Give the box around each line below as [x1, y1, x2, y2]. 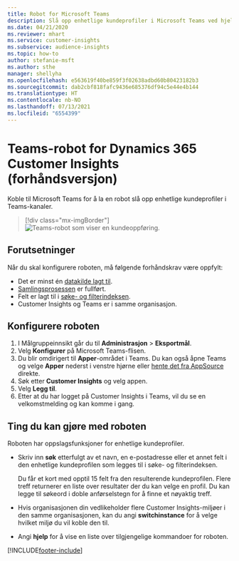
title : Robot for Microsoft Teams [7, 10, 110, 18]
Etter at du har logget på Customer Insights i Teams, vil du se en [17, 392, 206, 401]
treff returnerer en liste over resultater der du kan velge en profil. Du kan [17, 482, 230, 490]
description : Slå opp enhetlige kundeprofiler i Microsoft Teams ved [7, 17, 218, 24]
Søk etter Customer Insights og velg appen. [17, 377, 148, 386]
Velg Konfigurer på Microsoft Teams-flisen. [17, 346, 147, 355]
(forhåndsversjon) [7, 170, 118, 187]
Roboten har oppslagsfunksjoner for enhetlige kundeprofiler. [7, 439, 185, 448]
